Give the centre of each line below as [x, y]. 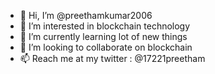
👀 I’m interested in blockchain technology [105, 26]
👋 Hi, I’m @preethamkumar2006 [86, 15]
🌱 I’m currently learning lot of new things [103, 36]
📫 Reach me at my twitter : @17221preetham [112, 58]
